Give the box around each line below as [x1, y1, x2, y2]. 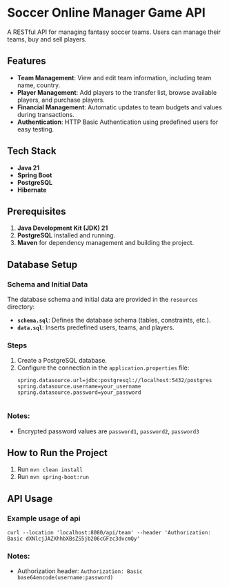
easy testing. [17, 125, 54, 133]
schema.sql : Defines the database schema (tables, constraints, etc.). [17, 316, 211, 325]
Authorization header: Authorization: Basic [17, 567, 143, 575]
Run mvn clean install [17, 465, 83, 473]
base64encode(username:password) [17, 575, 114, 581]
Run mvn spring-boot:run [17, 473, 90, 481]
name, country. [17, 81, 61, 89]
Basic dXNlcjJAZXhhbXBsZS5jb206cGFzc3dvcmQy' [7, 535, 140, 543]
